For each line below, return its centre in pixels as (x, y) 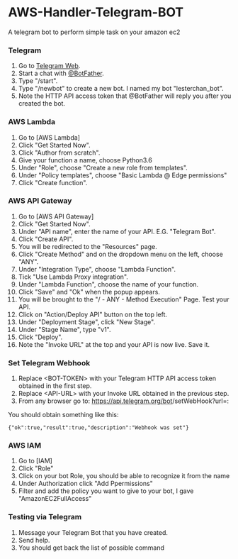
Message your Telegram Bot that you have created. (93, 532)
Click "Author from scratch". (59, 153)
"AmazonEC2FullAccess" (55, 499)
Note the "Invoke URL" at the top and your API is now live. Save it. (114, 344)
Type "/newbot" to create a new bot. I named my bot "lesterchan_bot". (121, 89)
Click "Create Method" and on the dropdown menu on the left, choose (121, 254)
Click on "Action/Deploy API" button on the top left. (93, 314)
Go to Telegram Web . (49, 66)
